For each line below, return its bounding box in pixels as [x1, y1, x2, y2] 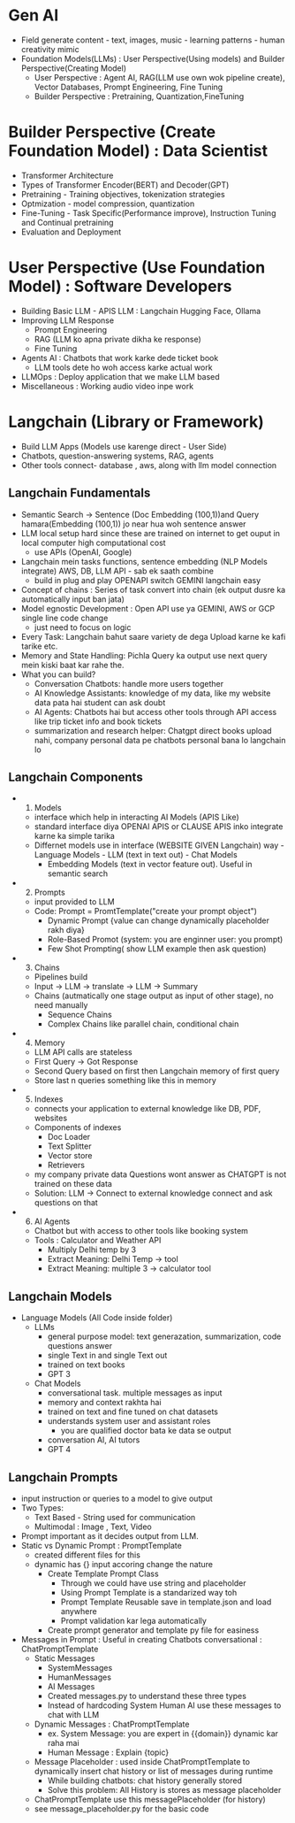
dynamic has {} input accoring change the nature [34, 1559, 214, 1569]
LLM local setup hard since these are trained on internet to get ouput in [20, 527, 280, 538]
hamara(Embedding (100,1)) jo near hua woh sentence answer [20, 519, 246, 529]
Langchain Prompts [8, 1470, 118, 1485]
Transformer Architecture [20, 170, 114, 181]
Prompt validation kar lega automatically [60, 1616, 207, 1626]
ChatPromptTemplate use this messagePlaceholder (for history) [34, 1794, 266, 1804]
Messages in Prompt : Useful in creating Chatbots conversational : [20, 1635, 262, 1644]
